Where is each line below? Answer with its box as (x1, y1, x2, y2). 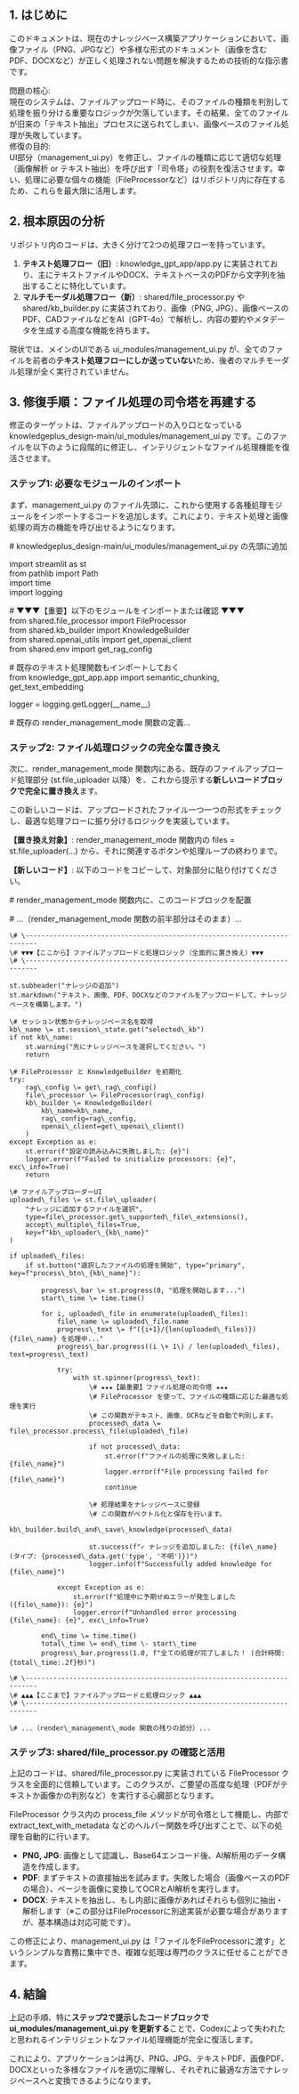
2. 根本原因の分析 (9, 214, 105, 229)
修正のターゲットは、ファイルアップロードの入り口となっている (9, 420, 243, 431)
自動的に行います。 (24, 1831, 95, 1842)
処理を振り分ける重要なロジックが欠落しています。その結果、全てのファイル (9, 107, 289, 117)
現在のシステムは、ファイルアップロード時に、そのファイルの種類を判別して (9, 96, 289, 107)
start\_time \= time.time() (41, 1294, 145, 1303)
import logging (9, 586, 63, 597)
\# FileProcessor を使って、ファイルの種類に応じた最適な (88, 1393, 282, 1402)
